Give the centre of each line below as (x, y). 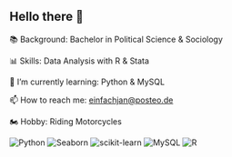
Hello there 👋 (47, 17)
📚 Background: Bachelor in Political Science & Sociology (116, 39)
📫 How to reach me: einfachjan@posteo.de (91, 100)
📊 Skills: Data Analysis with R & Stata (80, 61)
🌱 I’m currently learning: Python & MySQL (87, 82)
